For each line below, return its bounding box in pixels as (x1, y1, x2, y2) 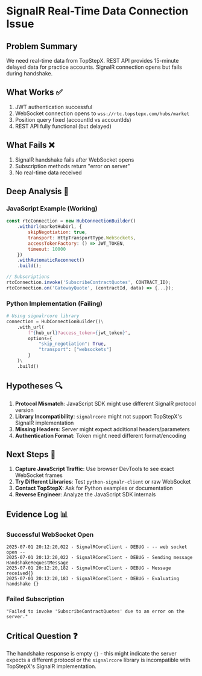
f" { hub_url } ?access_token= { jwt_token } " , (28, 330, 131, 336)
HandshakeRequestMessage (6, 560, 69, 566)
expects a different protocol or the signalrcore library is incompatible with (6, 656, 191, 664)
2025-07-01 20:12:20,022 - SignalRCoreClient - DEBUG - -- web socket (6, 544, 188, 550)
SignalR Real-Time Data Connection (6, 4, 189, 18)
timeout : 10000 (28, 246, 66, 252)
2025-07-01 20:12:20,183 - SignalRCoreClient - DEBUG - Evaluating (6, 576, 180, 582)
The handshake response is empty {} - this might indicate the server (6, 650, 177, 657)
